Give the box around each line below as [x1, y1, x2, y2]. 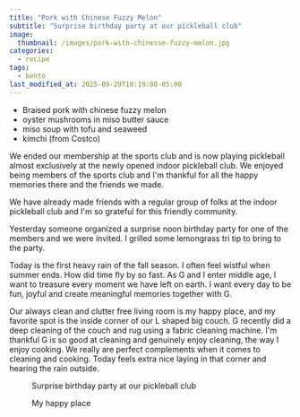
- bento [17, 72, 47, 81]
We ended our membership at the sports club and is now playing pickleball [9, 150, 285, 161]
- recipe [17, 55, 50, 64]
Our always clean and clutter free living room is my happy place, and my [9, 306, 276, 317]
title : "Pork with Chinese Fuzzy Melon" [9, 13, 163, 22]
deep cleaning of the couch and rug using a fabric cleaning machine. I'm [9, 325, 278, 335]
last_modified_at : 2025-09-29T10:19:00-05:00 [9, 80, 182, 89]
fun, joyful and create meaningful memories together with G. [9, 288, 233, 299]
